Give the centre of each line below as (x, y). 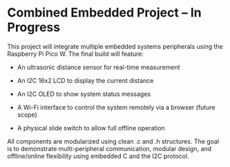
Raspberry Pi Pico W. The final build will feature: (75, 54)
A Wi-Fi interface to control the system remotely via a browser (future (116, 107)
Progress (34, 27)
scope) (27, 115)
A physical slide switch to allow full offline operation (91, 128)
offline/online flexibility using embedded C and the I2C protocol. (98, 156)
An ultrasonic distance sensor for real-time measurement (98, 67)
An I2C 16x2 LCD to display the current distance (85, 80)
